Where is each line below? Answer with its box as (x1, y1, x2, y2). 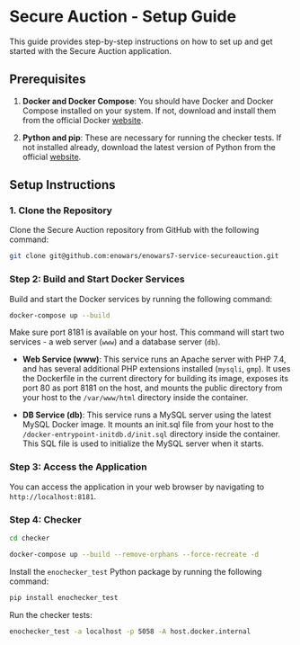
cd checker (9, 533, 50, 543)
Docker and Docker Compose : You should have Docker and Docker (22, 95, 274, 106)
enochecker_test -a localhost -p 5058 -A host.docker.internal (9, 627, 251, 636)
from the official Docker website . (22, 114, 144, 125)
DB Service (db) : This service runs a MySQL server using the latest (22, 409, 272, 420)
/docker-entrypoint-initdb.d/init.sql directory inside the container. (22, 429, 281, 440)
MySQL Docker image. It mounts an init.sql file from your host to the (22, 419, 274, 430)
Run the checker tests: (9, 609, 93, 620)
